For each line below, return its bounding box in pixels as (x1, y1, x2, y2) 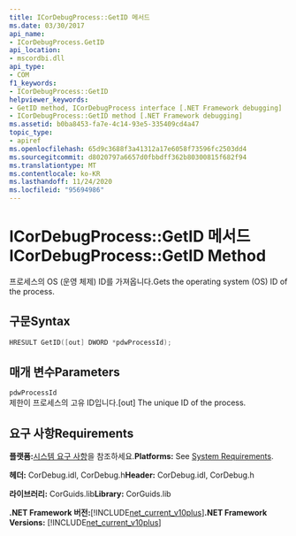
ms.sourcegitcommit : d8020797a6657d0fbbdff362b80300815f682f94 (9, 152, 247, 162)
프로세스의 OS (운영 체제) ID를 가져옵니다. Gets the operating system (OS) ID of (9, 276, 288, 287)
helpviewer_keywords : (9, 95, 89, 104)
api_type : (9, 63, 46, 72)
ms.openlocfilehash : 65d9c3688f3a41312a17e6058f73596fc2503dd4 (9, 144, 247, 153)
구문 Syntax (9, 314, 71, 329)
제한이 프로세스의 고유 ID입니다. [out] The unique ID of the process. (9, 397, 247, 408)
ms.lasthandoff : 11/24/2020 (9, 178, 113, 187)
